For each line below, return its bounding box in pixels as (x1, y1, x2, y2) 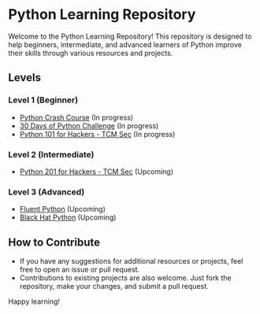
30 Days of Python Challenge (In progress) (19, 120, 159, 131)
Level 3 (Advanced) (8, 187, 85, 198)
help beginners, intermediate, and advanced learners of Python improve (8, 39, 242, 49)
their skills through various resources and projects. (8, 48, 173, 57)
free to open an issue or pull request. (19, 265, 140, 275)
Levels (8, 71, 42, 84)
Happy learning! (8, 297, 61, 306)
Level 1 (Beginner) (8, 94, 79, 105)
